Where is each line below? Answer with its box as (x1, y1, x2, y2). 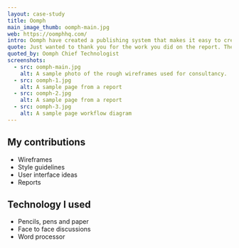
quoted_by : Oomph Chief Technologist (7, 51, 119, 58)
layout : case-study (7, 10, 65, 18)
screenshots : (7, 57, 46, 64)
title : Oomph (7, 17, 46, 24)
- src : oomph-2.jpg (14, 90, 72, 97)
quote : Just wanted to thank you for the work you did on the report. (7, 43, 221, 51)
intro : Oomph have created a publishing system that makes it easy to (7, 37, 221, 44)
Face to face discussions (17, 225, 91, 234)
